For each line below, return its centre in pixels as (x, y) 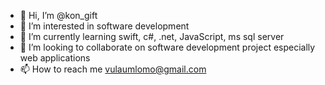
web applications (55, 58)
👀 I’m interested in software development (104, 26)
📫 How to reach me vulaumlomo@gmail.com (113, 69)
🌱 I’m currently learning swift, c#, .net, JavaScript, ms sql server (152, 36)
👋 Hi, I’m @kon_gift (58, 15)
